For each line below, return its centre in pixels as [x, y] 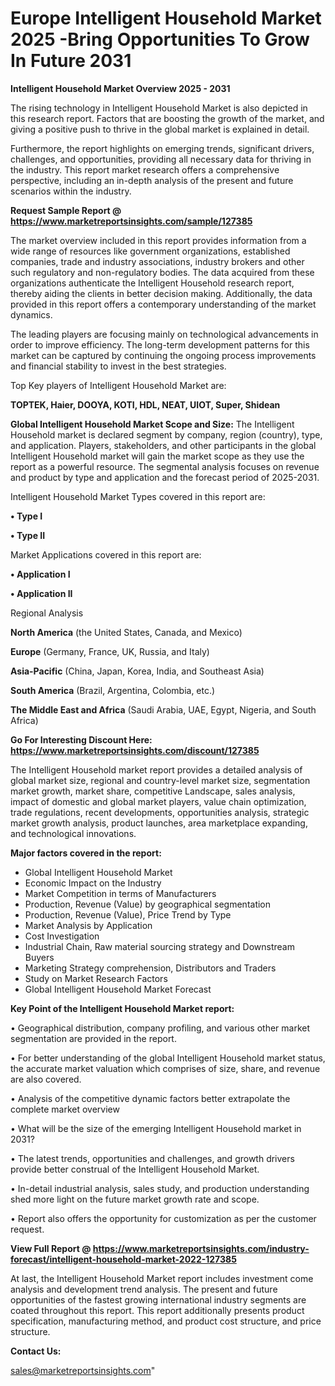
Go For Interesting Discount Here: [81, 739]
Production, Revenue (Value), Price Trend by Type [128, 914]
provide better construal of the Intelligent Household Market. [135, 1169]
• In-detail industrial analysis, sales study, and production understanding [160, 1188]
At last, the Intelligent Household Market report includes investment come [162, 1278]
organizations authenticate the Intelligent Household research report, [152, 283]
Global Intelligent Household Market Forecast [118, 989]
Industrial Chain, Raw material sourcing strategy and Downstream [159, 946]
